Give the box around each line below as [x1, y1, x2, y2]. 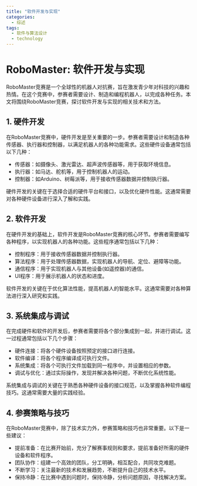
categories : [6, 14, 35, 20]
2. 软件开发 [6, 214, 46, 224]
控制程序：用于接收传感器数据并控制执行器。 [14, 250, 123, 257]
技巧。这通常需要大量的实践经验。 [6, 389, 89, 396]
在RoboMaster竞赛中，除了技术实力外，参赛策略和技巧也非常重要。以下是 [6, 424, 185, 431]
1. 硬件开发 [6, 117, 45, 127]
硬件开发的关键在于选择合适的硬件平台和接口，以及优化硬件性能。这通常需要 [6, 188, 191, 195]
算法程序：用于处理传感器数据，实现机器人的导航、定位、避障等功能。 [14, 257, 185, 264]
